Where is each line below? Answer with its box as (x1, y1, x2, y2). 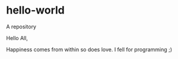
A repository (6, 23, 37, 30)
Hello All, (6, 34, 28, 41)
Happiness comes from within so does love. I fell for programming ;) (6, 45, 173, 53)
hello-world (6, 4, 65, 17)
